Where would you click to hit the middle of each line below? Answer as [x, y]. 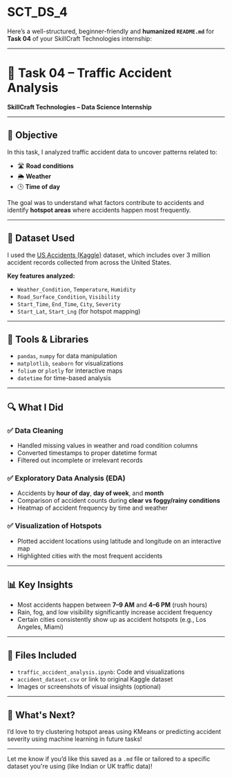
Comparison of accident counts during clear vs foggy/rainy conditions [119, 501]
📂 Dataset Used [41, 239]
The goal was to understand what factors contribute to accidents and [106, 202]
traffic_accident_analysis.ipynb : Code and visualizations [101, 672]
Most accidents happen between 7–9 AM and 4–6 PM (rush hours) [112, 605]
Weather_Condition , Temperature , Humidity [76, 289]
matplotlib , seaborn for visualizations [70, 364]
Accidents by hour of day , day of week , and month [90, 493]
